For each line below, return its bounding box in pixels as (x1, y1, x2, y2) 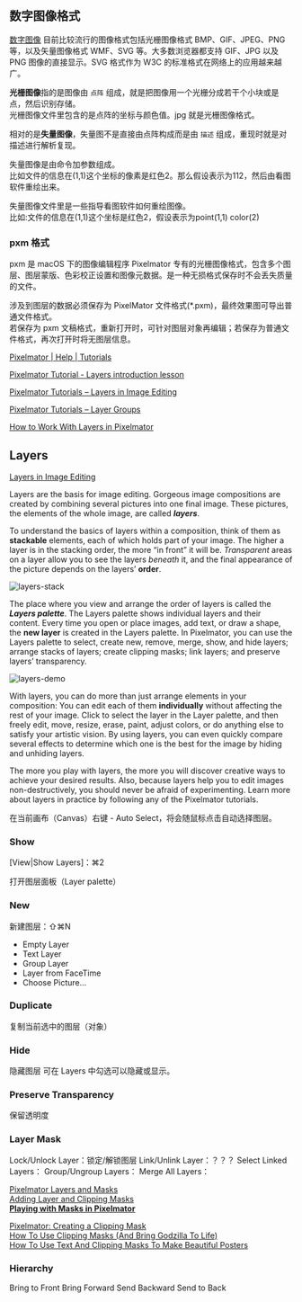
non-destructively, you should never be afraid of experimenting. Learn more (9, 784, 291, 795)
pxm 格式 (9, 236, 49, 249)
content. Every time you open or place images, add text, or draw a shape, (9, 617, 281, 628)
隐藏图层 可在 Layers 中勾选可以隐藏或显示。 (9, 1066, 175, 1076)
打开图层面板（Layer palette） (9, 876, 121, 887)
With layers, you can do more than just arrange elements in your (9, 691, 247, 701)
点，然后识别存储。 (9, 98, 81, 109)
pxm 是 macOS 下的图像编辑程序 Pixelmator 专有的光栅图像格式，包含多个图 (9, 259, 292, 270)
